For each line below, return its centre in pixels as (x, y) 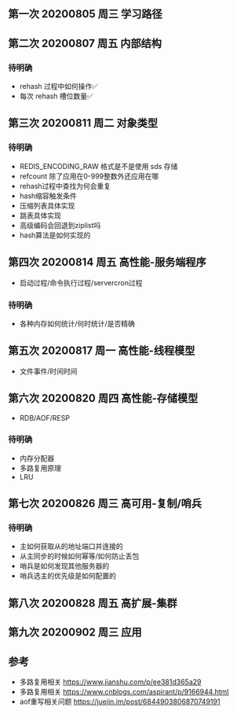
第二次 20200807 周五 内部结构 (85, 43)
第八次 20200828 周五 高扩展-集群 (93, 603)
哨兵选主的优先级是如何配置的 (67, 576)
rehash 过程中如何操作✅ (58, 86)
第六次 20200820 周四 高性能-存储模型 (103, 398)
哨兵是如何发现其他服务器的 (64, 566)
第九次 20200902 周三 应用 (75, 633)
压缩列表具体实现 (47, 205)
